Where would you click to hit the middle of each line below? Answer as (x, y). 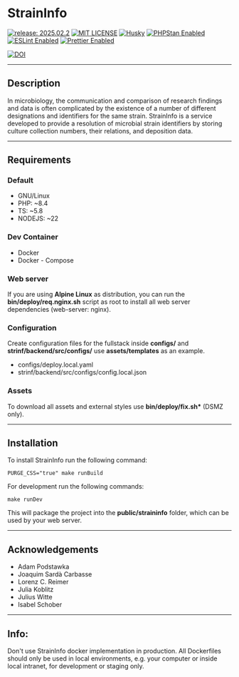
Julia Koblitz (36, 589)
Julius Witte (35, 597)
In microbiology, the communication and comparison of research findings (115, 101)
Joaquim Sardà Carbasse (55, 574)
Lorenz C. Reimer (43, 582)
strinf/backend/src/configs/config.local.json (82, 372)
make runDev (25, 500)
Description (34, 83)
